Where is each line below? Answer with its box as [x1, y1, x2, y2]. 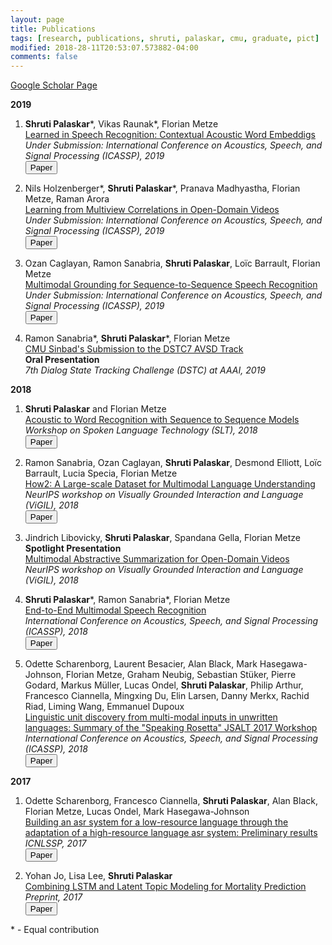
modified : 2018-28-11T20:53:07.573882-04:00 [10, 42, 199, 53]
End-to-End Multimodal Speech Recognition [24, 604, 207, 616]
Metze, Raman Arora [24, 193, 110, 205]
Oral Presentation [24, 354, 100, 366]
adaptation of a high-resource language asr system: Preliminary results [24, 827, 318, 839]
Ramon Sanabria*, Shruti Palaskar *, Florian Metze [24, 332, 231, 345]
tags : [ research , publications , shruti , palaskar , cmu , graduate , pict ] [10, 33, 320, 43]
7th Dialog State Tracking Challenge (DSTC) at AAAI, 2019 [24, 364, 266, 376]
